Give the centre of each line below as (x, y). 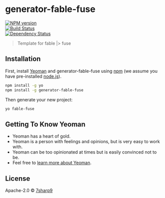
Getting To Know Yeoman (45, 124)
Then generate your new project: (39, 99)
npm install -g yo (24, 85)
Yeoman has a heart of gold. (41, 136)
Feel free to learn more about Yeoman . (52, 163)
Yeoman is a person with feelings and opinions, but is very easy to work (86, 142)
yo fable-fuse (20, 109)
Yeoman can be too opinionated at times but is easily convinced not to (84, 152)
